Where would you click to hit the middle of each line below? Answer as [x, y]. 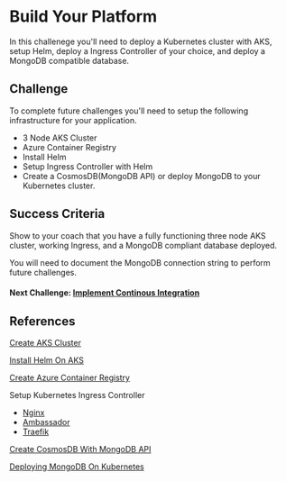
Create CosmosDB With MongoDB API [80, 449]
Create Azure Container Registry [70, 377]
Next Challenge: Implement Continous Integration [105, 293]
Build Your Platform [83, 17]
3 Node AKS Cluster [60, 138]
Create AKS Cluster [45, 342]
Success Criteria [57, 214]
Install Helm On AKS [46, 360]
